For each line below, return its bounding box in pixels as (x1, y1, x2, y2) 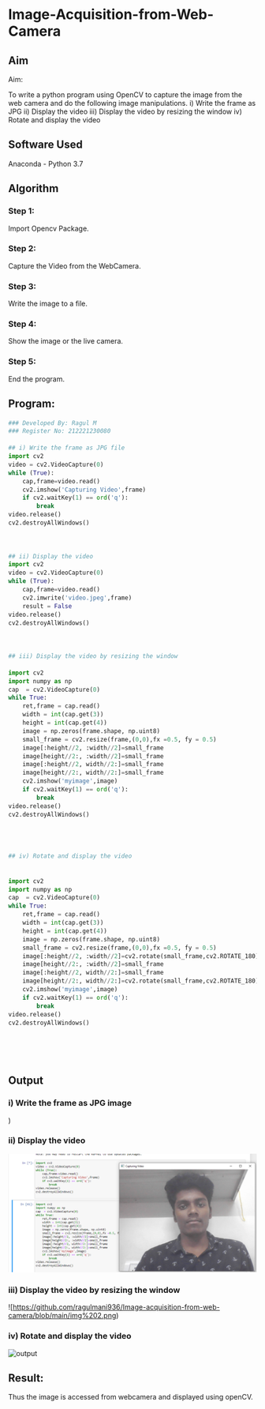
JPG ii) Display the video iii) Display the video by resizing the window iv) (8, 107, 243, 116)
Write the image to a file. (8, 299, 88, 309)
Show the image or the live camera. (8, 336, 124, 346)
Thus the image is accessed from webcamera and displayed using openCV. (8, 1392, 254, 1402)
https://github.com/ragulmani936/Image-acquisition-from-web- (13, 1302, 221, 1312)
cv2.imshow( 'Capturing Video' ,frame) (22, 486, 147, 494)
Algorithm (8, 182, 59, 195)
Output (8, 1074, 43, 1088)
